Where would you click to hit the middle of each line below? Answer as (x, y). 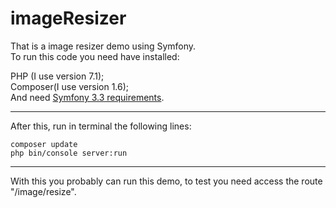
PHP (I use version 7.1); (57, 76)
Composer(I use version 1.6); (70, 86)
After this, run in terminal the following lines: (101, 126)
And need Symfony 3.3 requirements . (87, 97)
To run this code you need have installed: (95, 56)
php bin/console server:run (69, 153)
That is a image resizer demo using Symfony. (103, 46)
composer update (44, 144)
